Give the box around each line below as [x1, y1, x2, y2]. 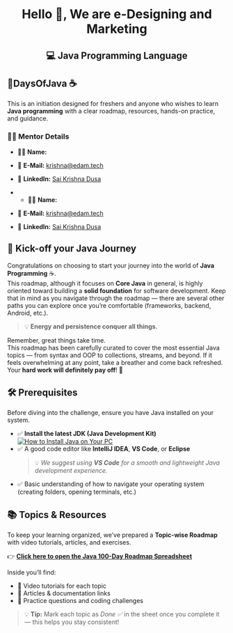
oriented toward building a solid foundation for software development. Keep [7, 286, 226, 295]
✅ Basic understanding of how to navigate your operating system [17, 480, 205, 488]
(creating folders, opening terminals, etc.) [17, 487, 137, 497]
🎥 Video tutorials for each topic [17, 581, 106, 591]
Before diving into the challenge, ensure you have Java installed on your [7, 409, 214, 417]
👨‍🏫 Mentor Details [7, 132, 70, 141]
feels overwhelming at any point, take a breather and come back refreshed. [7, 358, 223, 366]
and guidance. [7, 114, 49, 123]
